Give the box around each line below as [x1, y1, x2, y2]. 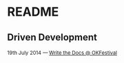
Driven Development [7, 32, 98, 43]
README [7, 4, 59, 20]
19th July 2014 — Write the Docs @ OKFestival [7, 49, 117, 56]
